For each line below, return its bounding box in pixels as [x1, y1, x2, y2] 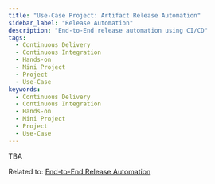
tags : [8, 33, 26, 42]
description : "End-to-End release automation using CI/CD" [8, 26, 209, 34]
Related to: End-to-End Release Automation [8, 167, 151, 176]
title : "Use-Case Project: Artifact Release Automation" [8, 11, 201, 20]
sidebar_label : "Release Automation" [8, 19, 134, 27]
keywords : [8, 85, 41, 94]
